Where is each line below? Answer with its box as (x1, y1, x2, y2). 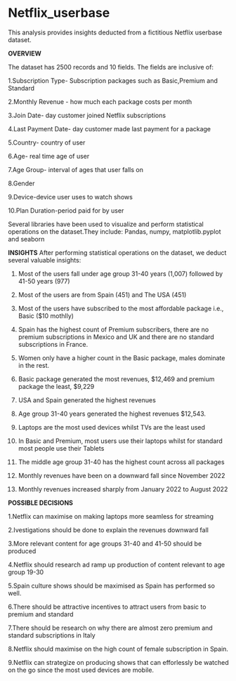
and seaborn (8, 234, 45, 243)
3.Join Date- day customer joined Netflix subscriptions (8, 111, 166, 119)
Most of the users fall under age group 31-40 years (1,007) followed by (18, 269, 223, 278)
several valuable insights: (8, 256, 81, 264)
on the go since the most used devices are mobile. (8, 666, 154, 674)
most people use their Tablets (18, 444, 105, 452)
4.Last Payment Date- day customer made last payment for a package (8, 124, 211, 133)
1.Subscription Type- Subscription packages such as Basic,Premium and (8, 76, 218, 85)
